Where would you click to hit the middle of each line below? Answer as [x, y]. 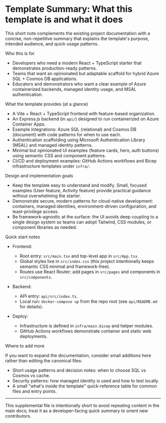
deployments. [34, 336]
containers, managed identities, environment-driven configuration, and [84, 206]
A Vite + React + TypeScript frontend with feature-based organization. [84, 113]
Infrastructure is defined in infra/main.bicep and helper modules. [86, 326]
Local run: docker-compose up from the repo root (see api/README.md [88, 301]
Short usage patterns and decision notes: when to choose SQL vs [79, 370]
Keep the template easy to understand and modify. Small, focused [80, 185]
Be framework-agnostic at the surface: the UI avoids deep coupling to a [85, 216]
